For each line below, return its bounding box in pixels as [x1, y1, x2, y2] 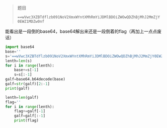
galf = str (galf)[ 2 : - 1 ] [5, 81, 50, 86]
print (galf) [5, 86, 30, 91]
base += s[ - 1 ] [14, 67, 39, 72]
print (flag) [14, 118, 39, 123]
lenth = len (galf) [5, 95, 39, 100]
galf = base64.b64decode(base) [5, 77, 66, 82]
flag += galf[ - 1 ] [14, 109, 46, 114]
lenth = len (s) [5, 58, 32, 64]
